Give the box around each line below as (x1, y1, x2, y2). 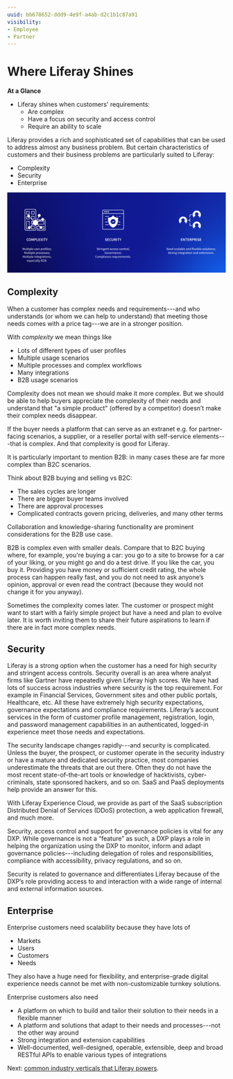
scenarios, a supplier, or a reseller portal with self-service (26, 432, 192, 440)
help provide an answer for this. (7, 786, 98, 794)
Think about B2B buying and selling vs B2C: (7, 474, 133, 482)
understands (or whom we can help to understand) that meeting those (7, 312, 208, 320)
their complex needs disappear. (7, 411, 98, 420)
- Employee (7, 26, 39, 33)
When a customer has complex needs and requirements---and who (7, 304, 200, 313)
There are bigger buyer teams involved (17, 494, 129, 503)
